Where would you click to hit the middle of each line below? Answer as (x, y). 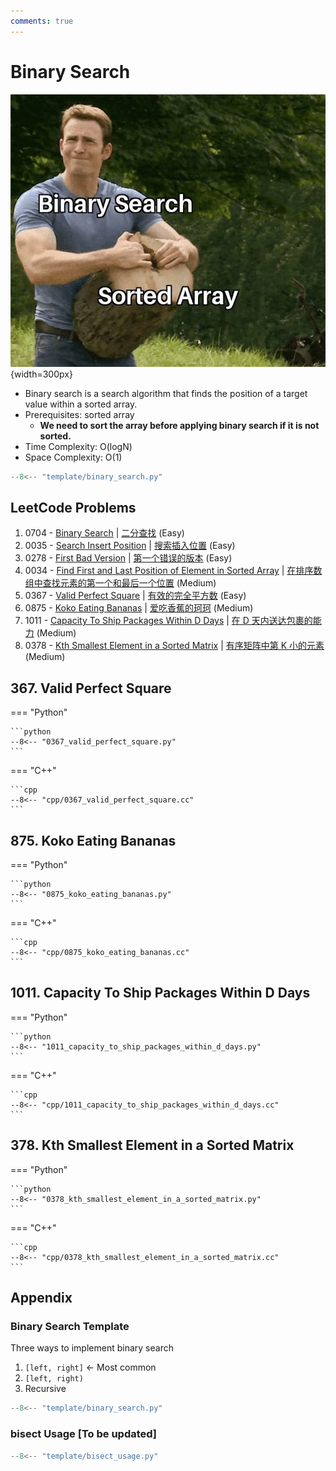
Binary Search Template (70, 1326)
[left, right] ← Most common (90, 1367)
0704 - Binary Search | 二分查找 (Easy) (104, 533)
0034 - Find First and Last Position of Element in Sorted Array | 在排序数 (173, 571)
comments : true (42, 21)
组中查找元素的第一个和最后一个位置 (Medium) (120, 583)
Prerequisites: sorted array (79, 414)
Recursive (45, 1389)
